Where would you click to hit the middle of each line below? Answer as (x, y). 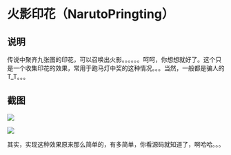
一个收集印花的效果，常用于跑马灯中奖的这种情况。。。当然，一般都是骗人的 (119, 68)
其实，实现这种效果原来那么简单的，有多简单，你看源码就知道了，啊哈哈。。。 (116, 144)
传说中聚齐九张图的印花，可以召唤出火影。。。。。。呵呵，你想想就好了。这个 (111, 60)
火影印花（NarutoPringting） (91, 14)
